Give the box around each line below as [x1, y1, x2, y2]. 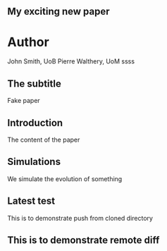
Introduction [7, 116, 63, 129]
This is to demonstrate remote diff [7, 234, 160, 246]
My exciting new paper [7, 6, 111, 18]
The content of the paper [7, 135, 80, 144]
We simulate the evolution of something [7, 174, 123, 183]
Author [7, 34, 49, 50]
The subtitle [7, 78, 61, 90]
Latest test [7, 195, 55, 207]
